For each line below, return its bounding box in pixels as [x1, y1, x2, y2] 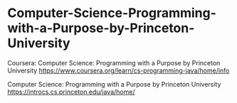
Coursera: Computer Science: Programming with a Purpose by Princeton [7, 58, 221, 67]
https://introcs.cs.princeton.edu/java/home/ [7, 87, 135, 96]
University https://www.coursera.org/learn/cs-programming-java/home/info [7, 66, 230, 75]
